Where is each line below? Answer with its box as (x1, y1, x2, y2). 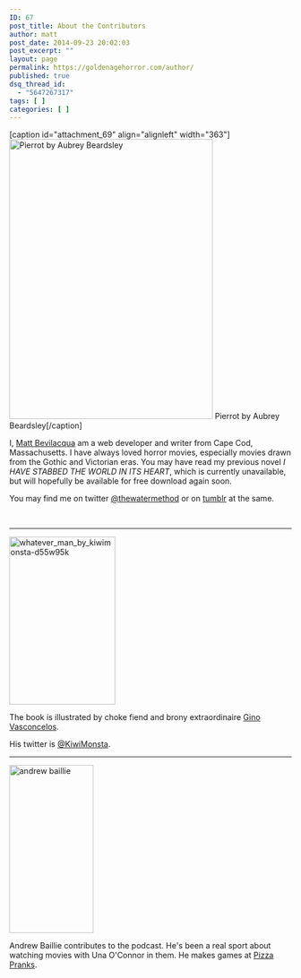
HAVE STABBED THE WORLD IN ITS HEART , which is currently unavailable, (9, 467, 287, 477)
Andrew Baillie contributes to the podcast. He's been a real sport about (9, 940, 271, 951)
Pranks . (9, 959, 38, 970)
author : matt (9, 30, 58, 39)
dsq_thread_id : (9, 80, 66, 89)
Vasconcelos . (9, 722, 60, 733)
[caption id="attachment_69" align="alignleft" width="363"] (9, 129, 230, 140)
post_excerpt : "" (9, 47, 74, 56)
